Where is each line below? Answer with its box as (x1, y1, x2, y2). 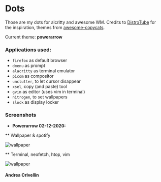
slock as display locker (12, 99, 59, 105)
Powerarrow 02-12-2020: (12, 122, 66, 128)
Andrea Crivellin (5, 172, 39, 178)
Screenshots (5, 112, 36, 119)
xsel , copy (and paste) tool (12, 84, 67, 90)
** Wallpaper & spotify (5, 132, 51, 138)
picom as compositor (12, 73, 54, 79)
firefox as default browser (12, 58, 67, 63)
